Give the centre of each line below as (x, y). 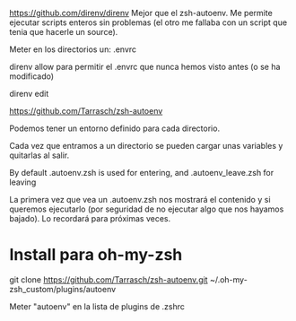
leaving (23, 182)
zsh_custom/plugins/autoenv (63, 289)
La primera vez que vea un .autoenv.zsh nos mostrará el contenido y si (140, 200)
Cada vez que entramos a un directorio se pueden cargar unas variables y (146, 146)
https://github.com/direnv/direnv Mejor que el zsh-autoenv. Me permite (141, 13)
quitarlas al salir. (39, 155)
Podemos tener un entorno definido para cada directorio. (115, 128)
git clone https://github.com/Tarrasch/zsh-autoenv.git (109, 279)
